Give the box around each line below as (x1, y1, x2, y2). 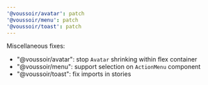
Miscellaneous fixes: (6, 42, 65, 50)
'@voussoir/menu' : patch (6, 17, 79, 23)
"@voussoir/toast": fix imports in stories (16, 70, 131, 78)
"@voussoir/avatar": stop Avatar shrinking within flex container (16, 55, 198, 64)
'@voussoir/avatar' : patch (6, 10, 85, 17)
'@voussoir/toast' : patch (6, 23, 81, 30)
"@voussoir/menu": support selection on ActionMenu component (16, 63, 201, 71)
